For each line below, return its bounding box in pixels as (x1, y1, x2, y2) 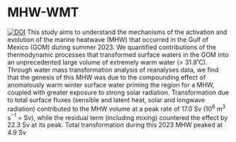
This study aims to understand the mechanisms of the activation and (27, 28, 227, 36)
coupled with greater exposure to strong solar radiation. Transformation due (7, 88, 229, 97)
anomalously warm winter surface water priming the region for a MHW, (7, 80, 215, 89)
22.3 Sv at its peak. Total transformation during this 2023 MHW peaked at (7, 121, 223, 129)
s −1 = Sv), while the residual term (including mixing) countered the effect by (7, 111, 228, 121)
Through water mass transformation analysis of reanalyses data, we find (7, 65, 219, 74)
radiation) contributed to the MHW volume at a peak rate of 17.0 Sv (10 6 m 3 (7, 103, 226, 113)
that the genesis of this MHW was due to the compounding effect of (7, 72, 206, 82)
